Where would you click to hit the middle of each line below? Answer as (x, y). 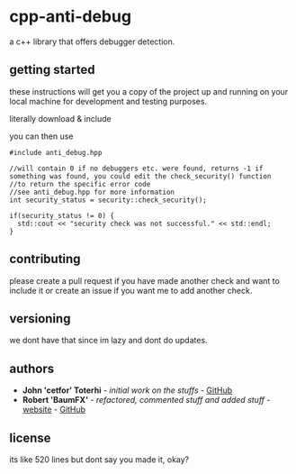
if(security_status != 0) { (62, 215)
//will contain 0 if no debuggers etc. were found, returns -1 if (136, 169)
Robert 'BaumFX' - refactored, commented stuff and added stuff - (146, 400)
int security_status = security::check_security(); (108, 200)
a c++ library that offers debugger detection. (92, 41)
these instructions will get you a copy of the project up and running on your (149, 91)
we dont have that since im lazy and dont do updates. (109, 341)
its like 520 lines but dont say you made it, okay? (99, 460)
